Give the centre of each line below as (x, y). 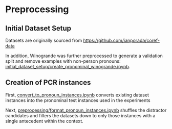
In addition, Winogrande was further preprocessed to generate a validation (84, 56)
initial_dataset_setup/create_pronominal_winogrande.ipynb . (68, 67)
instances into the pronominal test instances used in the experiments (78, 100)
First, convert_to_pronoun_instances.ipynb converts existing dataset (77, 95)
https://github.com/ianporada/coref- (122, 40)
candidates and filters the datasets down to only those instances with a (80, 115)
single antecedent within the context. (44, 121)
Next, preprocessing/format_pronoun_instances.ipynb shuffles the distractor (86, 110)
